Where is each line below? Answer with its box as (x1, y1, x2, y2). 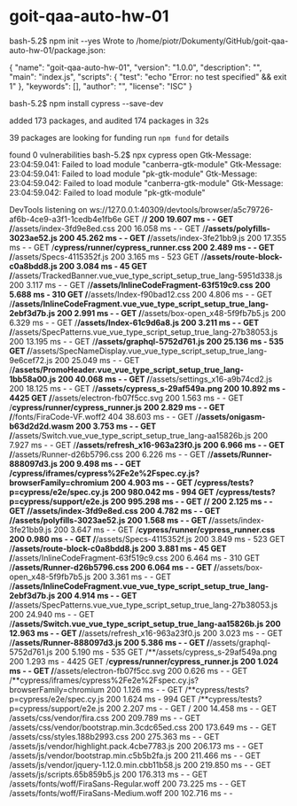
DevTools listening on (9, 204, 88, 214)
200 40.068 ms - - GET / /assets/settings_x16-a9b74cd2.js (57, 374, 273, 384)
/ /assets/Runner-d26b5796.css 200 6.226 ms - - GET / (9, 449, 211, 460)
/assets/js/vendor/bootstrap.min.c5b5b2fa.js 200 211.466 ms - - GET (9, 750, 262, 761)
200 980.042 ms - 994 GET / (110, 486, 220, 497)
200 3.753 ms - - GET (74, 421, 157, 431)
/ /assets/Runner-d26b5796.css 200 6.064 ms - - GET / (9, 562, 217, 572)
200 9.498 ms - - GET (59, 458, 142, 469)
